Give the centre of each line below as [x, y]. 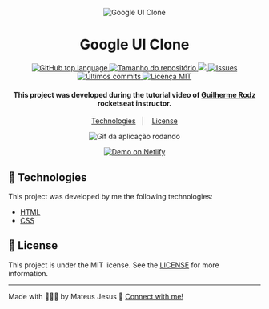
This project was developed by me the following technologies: [111, 196]
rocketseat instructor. [134, 103]
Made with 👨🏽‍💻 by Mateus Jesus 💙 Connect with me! [96, 296]
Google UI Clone [134, 45]
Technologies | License [134, 121]
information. [28, 273]
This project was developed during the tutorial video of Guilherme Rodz [134, 94]
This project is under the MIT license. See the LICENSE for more [114, 265]
